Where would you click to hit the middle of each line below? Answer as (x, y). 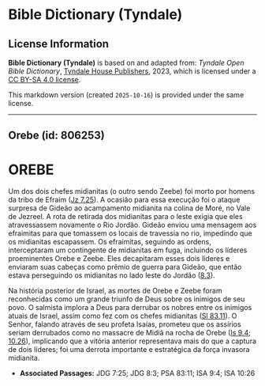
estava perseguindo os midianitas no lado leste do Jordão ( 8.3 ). (112, 275)
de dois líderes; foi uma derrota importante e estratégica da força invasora (129, 350)
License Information (58, 44)
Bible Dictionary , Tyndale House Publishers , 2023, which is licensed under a (132, 71)
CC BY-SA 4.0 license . (45, 79)
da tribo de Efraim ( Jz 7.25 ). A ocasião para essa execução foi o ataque (124, 200)
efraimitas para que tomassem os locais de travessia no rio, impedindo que (130, 233)
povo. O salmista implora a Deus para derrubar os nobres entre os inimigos (130, 308)
